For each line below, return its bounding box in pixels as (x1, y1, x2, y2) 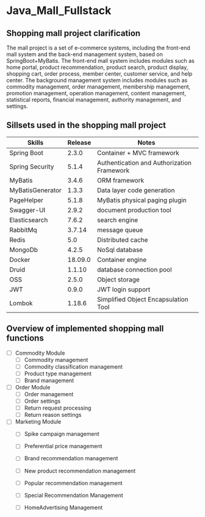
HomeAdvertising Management (24, 504, 103, 511)
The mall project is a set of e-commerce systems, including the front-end (6, 44, 190, 51)
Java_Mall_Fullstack (6, 4, 112, 18)
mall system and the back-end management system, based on (6, 51, 163, 58)
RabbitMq (9, 225, 38, 234)
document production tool (97, 206, 172, 214)
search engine (97, 215, 138, 224)
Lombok (9, 298, 33, 307)
